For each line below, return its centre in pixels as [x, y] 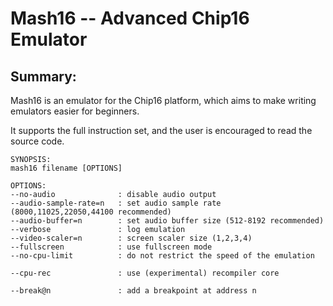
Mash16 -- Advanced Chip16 [130, 18]
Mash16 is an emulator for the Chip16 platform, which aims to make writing [163, 100]
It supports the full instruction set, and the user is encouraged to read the [161, 130]
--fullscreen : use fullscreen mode [111, 247]
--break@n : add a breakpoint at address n [133, 291]
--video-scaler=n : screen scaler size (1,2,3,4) [131, 238]
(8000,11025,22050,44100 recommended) [91, 212]
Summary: [43, 76]
